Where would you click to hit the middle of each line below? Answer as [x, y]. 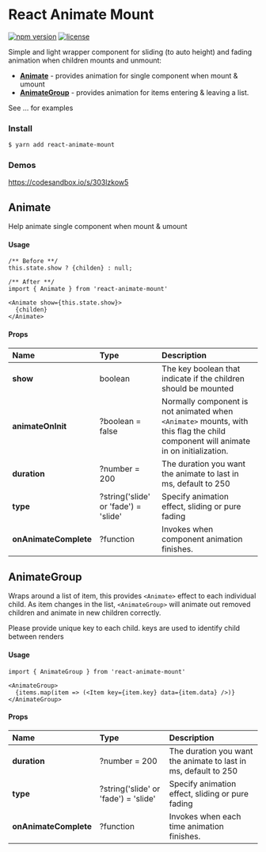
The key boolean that [201, 369]
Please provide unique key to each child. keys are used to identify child [124, 628]
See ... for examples [41, 108]
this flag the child [194, 431]
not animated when [198, 411]
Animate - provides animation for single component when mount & [129, 75]
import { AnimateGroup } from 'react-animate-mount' [97, 671]
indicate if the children [203, 378]
